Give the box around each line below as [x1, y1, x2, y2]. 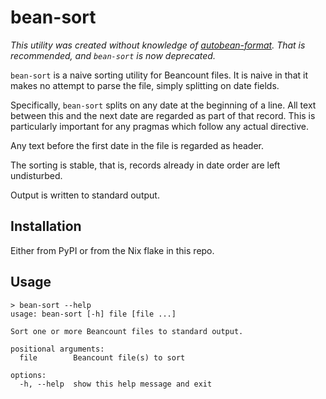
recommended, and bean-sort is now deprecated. [10, 49, 216, 61]
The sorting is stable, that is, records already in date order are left [10, 159, 281, 171]
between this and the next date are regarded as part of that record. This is [10, 109, 316, 121]
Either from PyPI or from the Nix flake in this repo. [10, 244, 215, 256]
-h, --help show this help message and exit [19, 379, 213, 389]
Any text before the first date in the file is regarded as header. [10, 139, 265, 151]
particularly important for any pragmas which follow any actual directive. [10, 120, 309, 132]
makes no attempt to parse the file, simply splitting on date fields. [10, 79, 280, 91]
